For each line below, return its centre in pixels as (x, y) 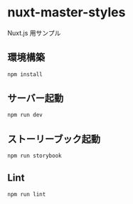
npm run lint (27, 194)
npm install (25, 74)
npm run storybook (34, 156)
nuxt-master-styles (66, 12)
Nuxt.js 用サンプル (34, 33)
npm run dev (25, 115)
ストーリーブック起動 (54, 139)
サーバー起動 (36, 98)
